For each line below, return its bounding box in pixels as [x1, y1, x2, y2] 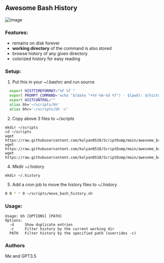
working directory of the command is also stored [12, 45, 112, 51]
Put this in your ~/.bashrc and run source [12, 79, 95, 85]
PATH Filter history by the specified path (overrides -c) [9, 231, 137, 236]
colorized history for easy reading [12, 56, 81, 62]
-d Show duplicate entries [9, 222, 73, 227]
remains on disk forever [12, 40, 60, 46]
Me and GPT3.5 [5, 253, 37, 259]
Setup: [5, 68, 21, 75]
